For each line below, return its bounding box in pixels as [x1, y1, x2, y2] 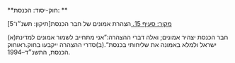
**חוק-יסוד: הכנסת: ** [7, 6, 68, 14]
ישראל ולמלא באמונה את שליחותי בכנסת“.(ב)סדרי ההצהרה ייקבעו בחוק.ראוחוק [7, 41, 217, 48]
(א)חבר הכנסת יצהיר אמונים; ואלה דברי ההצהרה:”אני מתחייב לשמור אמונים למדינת [7, 33, 229, 41]
